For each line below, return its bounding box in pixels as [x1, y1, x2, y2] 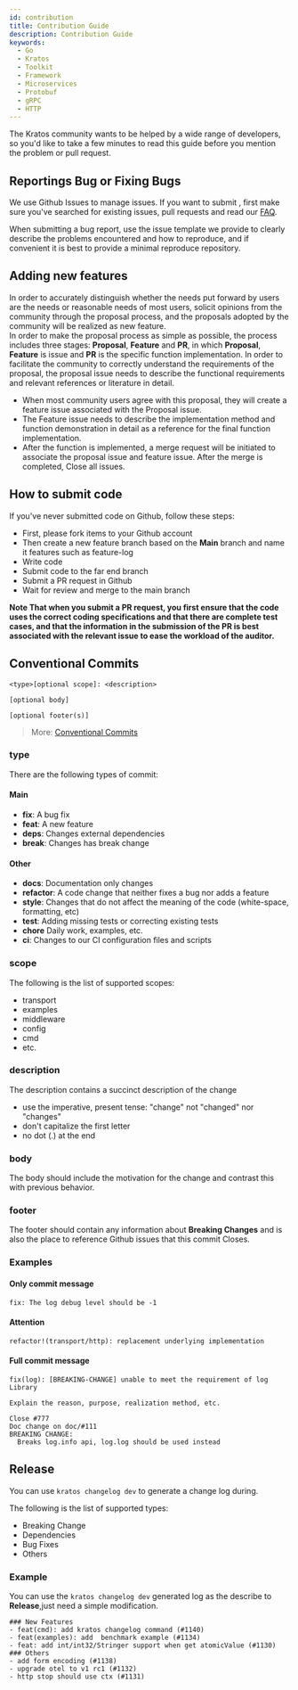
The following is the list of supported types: [9, 1503, 169, 1514]
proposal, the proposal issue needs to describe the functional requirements [9, 367, 286, 379]
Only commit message [9, 1278, 94, 1289]
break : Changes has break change [21, 838, 149, 848]
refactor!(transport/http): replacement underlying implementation [9, 1336, 265, 1346]
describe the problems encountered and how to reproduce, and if [9, 234, 249, 244]
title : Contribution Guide [9, 21, 109, 30]
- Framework [17, 71, 62, 80]
